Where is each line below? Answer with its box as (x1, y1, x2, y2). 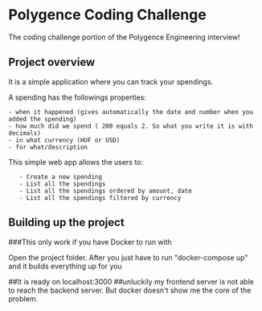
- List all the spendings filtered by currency (18, 194, 182, 202)
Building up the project (8, 215, 125, 230)
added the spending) (8, 115, 78, 123)
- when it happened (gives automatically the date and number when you (8, 108, 253, 116)
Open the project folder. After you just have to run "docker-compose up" (8, 252, 248, 262)
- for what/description (8, 143, 88, 151)
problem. (8, 293, 39, 303)
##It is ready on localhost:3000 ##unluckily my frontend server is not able (8, 276, 255, 286)
